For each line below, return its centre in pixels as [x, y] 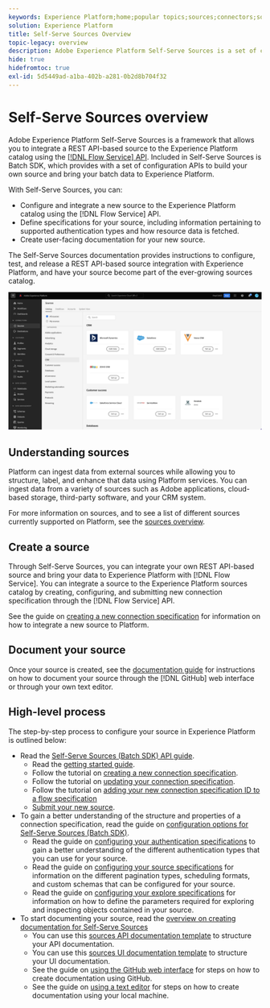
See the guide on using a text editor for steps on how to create [135, 986]
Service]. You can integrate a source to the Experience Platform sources [128, 583]
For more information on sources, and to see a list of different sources [124, 513]
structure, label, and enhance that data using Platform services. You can [128, 480]
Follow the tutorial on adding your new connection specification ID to [146, 790]
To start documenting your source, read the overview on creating [128, 918]
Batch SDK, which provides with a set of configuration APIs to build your [128, 165]
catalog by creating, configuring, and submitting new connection [115, 591]
